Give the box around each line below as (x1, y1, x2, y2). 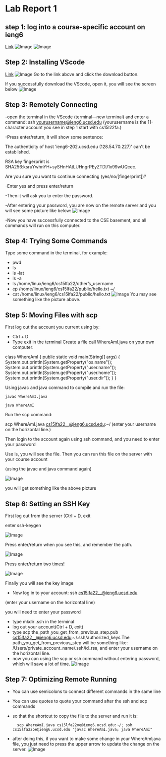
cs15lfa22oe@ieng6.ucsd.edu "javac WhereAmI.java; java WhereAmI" (12, 727, 153, 732)
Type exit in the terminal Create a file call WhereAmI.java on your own (12, 339, 155, 345)
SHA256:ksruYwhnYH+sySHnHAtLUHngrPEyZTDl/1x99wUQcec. (5, 163, 137, 169)
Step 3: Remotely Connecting (5, 100, 98, 109)
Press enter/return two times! (5, 561, 65, 567)
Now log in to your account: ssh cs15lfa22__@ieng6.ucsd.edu (12, 590, 138, 596)
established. (5, 149, 30, 154)
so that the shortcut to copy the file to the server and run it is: (12, 713, 138, 719)
